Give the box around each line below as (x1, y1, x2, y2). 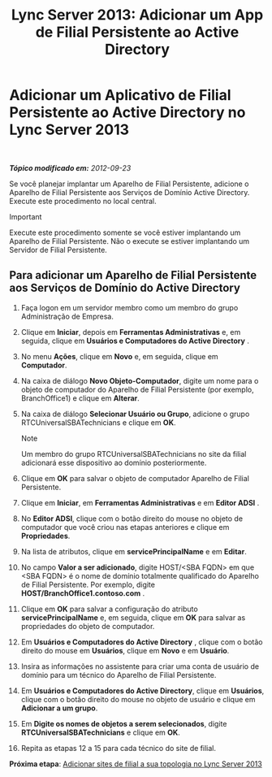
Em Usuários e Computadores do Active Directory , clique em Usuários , (20, 685, 265, 696)
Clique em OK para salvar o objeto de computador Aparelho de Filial (20, 473, 250, 483)
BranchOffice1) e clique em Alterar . (20, 393, 140, 403)
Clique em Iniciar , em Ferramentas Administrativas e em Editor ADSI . (20, 497, 260, 507)
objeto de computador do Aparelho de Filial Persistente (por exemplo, (20, 384, 254, 394)
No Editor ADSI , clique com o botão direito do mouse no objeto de (20, 514, 243, 523)
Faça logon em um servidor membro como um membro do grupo (20, 302, 239, 312)
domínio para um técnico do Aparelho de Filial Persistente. (20, 670, 217, 679)
